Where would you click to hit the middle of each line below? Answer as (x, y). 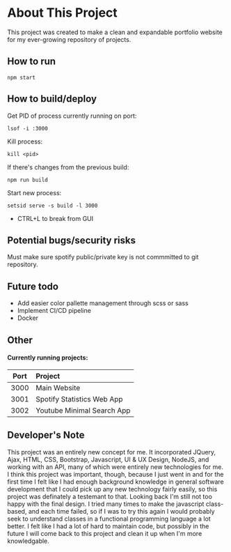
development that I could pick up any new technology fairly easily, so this (112, 489)
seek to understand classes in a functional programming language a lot (109, 519)
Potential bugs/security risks (71, 240)
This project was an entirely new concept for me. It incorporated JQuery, (112, 452)
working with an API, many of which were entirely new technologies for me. (115, 467)
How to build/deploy (52, 99)
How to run (32, 62)
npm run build (28, 180)
